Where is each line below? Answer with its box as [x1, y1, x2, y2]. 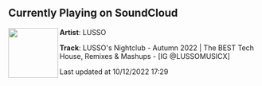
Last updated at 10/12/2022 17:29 [59, 67, 169, 76]
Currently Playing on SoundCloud [8, 6, 178, 20]
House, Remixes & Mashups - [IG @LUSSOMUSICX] [59, 51, 231, 61]
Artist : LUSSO [59, 27, 107, 37]
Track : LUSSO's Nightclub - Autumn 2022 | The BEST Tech [59, 43, 255, 53]
